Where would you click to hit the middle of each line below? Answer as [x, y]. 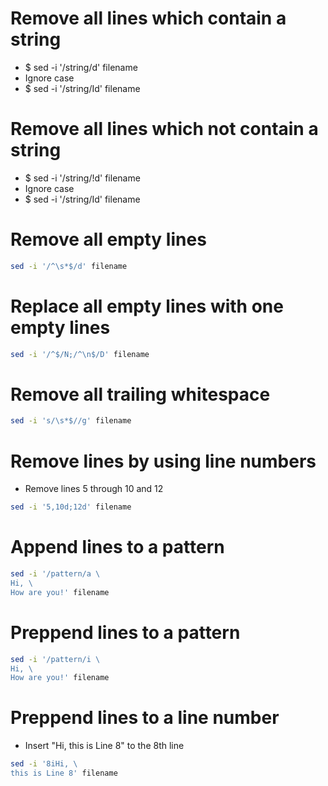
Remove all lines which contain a [148, 18]
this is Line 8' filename [64, 773]
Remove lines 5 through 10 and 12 [94, 489]
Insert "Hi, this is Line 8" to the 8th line [104, 746]
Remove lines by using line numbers [163, 461]
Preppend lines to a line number [145, 718]
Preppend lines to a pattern [125, 632]
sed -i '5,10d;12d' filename [71, 507]
